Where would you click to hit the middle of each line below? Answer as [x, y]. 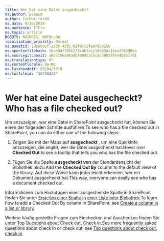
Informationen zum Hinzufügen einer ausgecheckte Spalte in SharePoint [78, 192]
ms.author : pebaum [24, 14]
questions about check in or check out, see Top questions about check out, [81, 228]
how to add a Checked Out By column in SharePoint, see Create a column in [82, 203]
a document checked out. [38, 183]
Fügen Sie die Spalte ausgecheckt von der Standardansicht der [76, 162]
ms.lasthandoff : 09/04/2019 [34, 69]
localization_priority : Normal [37, 42]
